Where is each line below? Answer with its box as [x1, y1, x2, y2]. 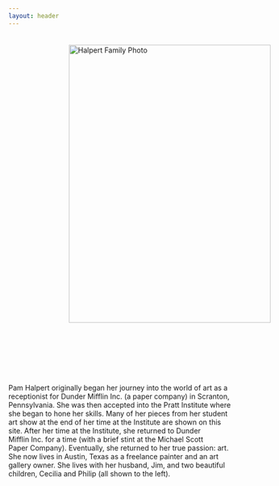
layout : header [8, 11, 60, 20]
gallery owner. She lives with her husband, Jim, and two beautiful [8, 460, 226, 470]
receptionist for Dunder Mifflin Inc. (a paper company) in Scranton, [8, 391, 230, 401]
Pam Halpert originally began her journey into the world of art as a [8, 382, 228, 392]
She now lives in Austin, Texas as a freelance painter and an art [8, 451, 219, 461]
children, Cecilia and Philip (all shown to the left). [8, 468, 171, 478]
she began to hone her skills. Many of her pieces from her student [8, 408, 228, 418]
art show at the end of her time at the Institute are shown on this [8, 417, 222, 427]
